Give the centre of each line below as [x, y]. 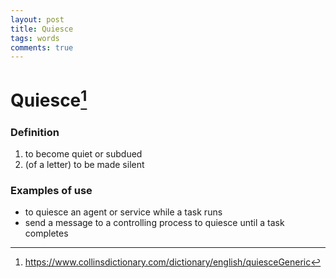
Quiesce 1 [49, 99]
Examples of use [51, 190]
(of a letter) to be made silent [84, 165]
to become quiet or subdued [83, 154]
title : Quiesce [42, 29]
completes [46, 233]
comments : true [42, 47]
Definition [35, 132]
